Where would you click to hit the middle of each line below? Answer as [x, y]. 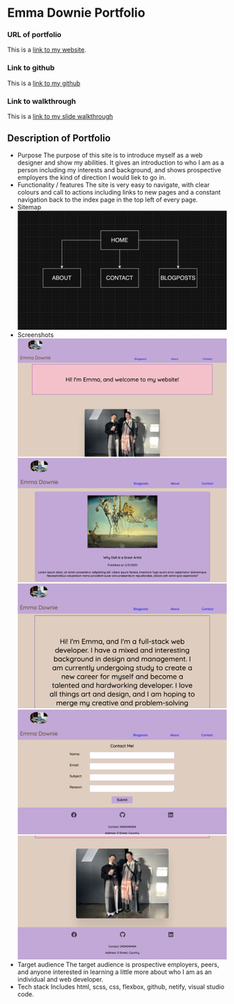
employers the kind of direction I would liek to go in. [92, 177]
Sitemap [29, 207]
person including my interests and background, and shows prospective [119, 170]
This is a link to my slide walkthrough [60, 117]
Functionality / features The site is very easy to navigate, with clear [114, 185]
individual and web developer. [60, 980]
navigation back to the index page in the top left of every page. [108, 200]
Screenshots [36, 335]
